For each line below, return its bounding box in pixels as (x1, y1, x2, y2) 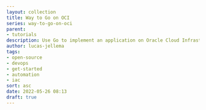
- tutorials (6, 32, 37, 38)
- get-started (6, 65, 43, 72)
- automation (6, 71, 40, 78)
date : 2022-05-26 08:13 (6, 89, 67, 95)
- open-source (6, 54, 43, 61)
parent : (6, 26, 26, 32)
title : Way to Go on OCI (6, 15, 70, 21)
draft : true (6, 94, 37, 100)
